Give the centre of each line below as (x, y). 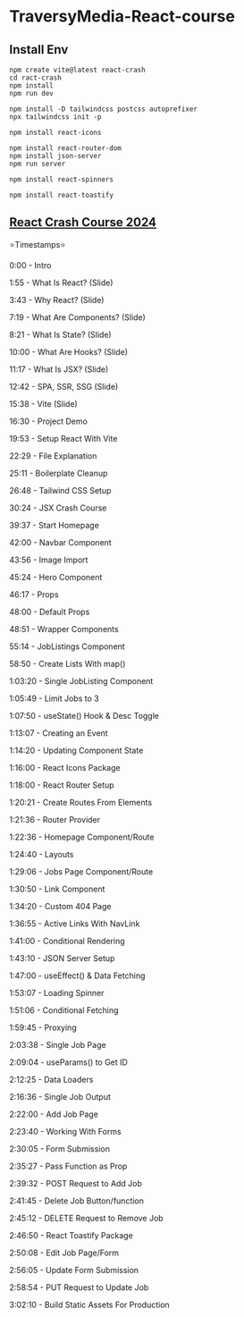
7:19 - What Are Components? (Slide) (77, 317)
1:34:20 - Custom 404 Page (60, 906)
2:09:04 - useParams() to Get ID (68, 1062)
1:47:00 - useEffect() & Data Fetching (77, 975)
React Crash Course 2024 (83, 222)
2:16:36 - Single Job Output (60, 1096)
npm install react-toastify (62, 195)
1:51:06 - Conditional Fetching (64, 1010)
